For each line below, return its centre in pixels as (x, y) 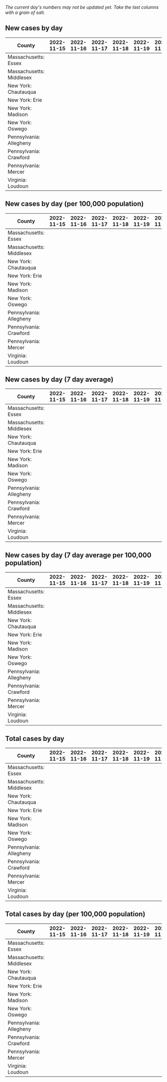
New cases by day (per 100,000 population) (75, 204)
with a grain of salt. (25, 12)
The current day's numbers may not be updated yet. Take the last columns (82, 7)
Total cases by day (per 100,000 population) (75, 914)
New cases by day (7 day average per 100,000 (78, 555)
